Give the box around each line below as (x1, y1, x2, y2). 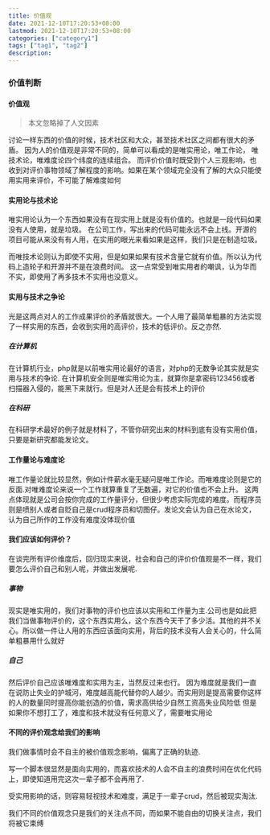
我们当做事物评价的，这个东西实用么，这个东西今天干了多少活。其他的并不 (8, 615, 255, 625)
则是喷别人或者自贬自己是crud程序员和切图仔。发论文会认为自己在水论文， (8, 504, 256, 514)
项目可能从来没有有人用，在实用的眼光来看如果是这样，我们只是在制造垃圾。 (8, 235, 262, 245)
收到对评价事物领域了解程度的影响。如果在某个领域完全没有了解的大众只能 (8, 166, 255, 175)
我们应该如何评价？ (8, 534, 72, 544)
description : (8, 49, 52, 57)
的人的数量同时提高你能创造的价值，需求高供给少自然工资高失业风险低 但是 (8, 697, 257, 707)
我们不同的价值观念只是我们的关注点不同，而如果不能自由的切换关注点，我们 (8, 808, 262, 818)
